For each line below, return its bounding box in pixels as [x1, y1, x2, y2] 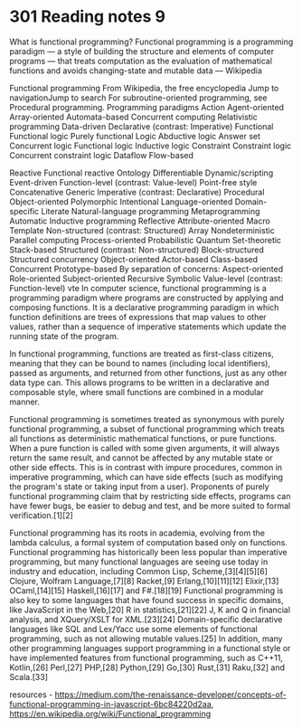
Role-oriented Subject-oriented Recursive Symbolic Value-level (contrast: [9, 273, 283, 284]
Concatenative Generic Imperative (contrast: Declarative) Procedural [9, 186, 265, 197]
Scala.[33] [9, 671, 48, 682]
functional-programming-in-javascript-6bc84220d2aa [9, 698, 212, 709]
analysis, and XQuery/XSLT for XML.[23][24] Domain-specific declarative [9, 613, 283, 625]
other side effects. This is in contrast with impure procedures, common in [9, 461, 283, 472]
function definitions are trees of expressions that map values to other [9, 311, 267, 322]
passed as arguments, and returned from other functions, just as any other [9, 367, 288, 378]
